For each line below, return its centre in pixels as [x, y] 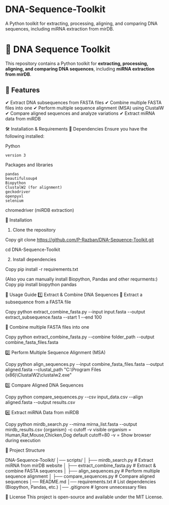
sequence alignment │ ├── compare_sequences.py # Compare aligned [80, 476]
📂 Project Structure [25, 450]
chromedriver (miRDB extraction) [40, 210]
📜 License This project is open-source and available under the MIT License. [84, 497]
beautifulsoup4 [21, 178]
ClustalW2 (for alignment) [34, 187]
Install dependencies [35, 259]
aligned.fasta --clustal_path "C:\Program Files [53, 369]
